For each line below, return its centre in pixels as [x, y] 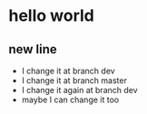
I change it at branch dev [68, 71]
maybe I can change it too [70, 100]
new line [33, 49]
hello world [51, 16]
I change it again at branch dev [79, 90]
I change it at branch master [74, 81]
